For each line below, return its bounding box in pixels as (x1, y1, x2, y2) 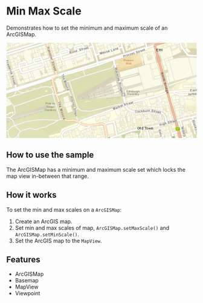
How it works (6, 190, 57, 200)
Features (6, 254, 40, 264)
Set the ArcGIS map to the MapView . (14, 237, 102, 244)
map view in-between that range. (6, 172, 89, 180)
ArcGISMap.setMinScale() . (14, 230, 80, 238)
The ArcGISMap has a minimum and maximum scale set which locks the (6, 166, 186, 173)
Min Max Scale (6, 4, 82, 18)
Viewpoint (14, 290, 40, 297)
